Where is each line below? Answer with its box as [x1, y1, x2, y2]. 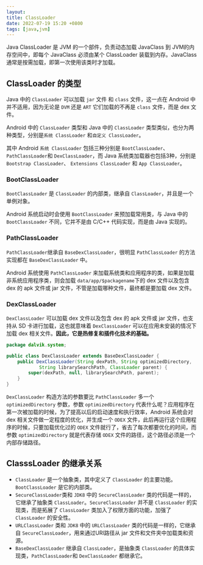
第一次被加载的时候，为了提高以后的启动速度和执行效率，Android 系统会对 [6, 408, 193, 416]
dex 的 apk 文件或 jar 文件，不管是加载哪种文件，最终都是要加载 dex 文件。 [6, 284, 195, 292]
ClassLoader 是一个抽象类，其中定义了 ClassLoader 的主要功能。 [15, 475, 177, 483]
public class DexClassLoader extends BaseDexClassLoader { [6, 353, 160, 359]
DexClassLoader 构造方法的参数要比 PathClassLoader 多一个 [6, 393, 154, 400]
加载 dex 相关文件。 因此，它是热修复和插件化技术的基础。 [6, 329, 152, 337]
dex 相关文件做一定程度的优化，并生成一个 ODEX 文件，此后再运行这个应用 [6, 416, 191, 423]
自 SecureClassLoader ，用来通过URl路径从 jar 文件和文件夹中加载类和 [15, 529, 188, 536]
